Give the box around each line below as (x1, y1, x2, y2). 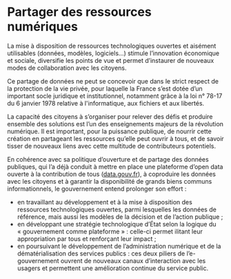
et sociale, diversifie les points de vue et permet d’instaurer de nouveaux (7, 56, 214, 64)
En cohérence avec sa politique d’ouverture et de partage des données (7, 155, 209, 163)
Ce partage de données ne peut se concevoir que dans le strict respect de (7, 77, 219, 85)
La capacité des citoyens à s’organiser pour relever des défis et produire (7, 112, 213, 121)
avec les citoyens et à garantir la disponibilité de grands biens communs (7, 177, 212, 185)
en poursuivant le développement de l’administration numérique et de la (17, 242, 221, 250)
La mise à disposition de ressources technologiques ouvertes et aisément (7, 41, 217, 50)
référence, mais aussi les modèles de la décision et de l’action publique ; (17, 212, 223, 221)
